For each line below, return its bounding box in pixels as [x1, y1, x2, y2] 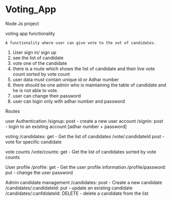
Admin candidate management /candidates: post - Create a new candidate [5, 179, 162, 185]
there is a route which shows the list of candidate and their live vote [12, 65, 155, 72]
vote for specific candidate [5, 139, 62, 145]
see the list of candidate [12, 55, 64, 61]
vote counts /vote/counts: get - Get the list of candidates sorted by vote [5, 148, 157, 154]
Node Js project [5, 20, 39, 27]
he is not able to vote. [12, 87, 59, 93]
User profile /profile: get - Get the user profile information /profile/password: [5, 164, 166, 170]
